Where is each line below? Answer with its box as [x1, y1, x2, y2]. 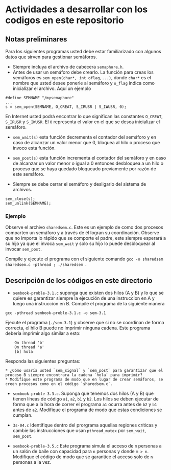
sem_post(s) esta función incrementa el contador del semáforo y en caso [12, 155, 166, 161]
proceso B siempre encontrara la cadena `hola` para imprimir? [5, 372, 143, 378]
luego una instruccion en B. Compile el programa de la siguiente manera [12, 301, 165, 307]
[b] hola [14, 349, 33, 354]
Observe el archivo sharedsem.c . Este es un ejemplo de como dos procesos [5, 224, 163, 231]
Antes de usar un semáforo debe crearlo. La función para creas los [12, 69, 154, 75]
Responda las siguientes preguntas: [5, 358, 81, 364]
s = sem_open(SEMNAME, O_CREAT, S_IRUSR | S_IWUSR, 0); [5, 104, 127, 109]
